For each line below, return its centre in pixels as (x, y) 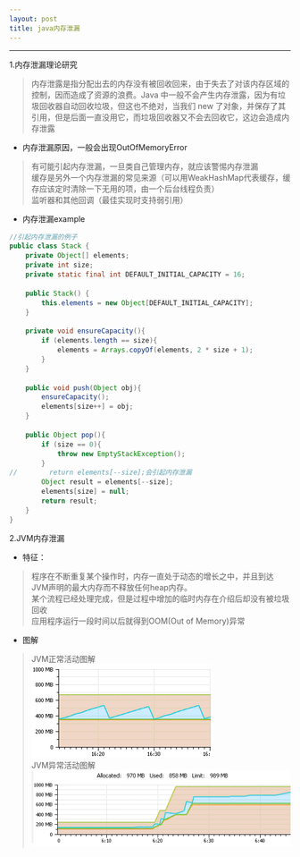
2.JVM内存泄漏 (37, 538)
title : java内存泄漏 (45, 28)
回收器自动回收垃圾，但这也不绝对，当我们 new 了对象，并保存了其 (162, 106)
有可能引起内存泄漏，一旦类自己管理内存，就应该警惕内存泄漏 (145, 166)
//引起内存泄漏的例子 (43, 237)
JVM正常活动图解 (63, 658)
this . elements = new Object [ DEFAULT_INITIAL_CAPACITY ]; (147, 303)
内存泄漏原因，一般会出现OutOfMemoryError (104, 147)
